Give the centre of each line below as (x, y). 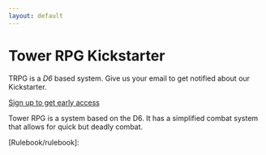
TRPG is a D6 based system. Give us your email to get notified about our (129, 78)
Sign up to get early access (54, 103)
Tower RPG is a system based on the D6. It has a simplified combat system (133, 118)
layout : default (36, 16)
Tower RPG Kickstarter (87, 55)
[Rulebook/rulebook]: (44, 142)
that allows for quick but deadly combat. (76, 127)
